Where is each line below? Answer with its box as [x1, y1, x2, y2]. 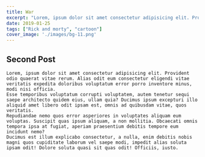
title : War [6, 9, 34, 15]
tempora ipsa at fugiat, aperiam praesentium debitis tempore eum [6, 123, 179, 130]
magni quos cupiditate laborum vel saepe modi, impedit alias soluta [6, 139, 187, 145]
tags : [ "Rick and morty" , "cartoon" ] [6, 26, 103, 32]
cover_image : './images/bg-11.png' [6, 32, 97, 38]
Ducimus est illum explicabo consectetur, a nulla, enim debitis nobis [6, 134, 192, 140]
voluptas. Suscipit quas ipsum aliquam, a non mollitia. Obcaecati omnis [6, 118, 198, 124]
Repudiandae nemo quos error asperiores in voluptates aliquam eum [6, 113, 182, 119]
